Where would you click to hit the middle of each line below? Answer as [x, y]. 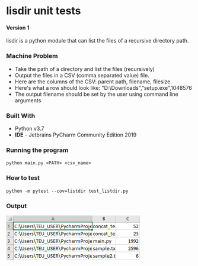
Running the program [37, 150]
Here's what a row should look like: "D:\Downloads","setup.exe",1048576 [103, 87]
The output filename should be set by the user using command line [97, 94]
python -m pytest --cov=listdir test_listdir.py [67, 191]
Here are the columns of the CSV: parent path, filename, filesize [92, 82]
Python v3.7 [29, 128]
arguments [28, 100]
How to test [23, 178]
